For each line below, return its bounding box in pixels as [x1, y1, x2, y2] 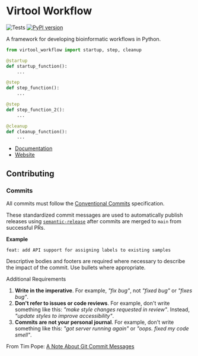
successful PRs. [6, 224, 46, 231]
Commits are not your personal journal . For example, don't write [14, 318, 174, 326]
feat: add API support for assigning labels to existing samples [6, 247, 171, 253]
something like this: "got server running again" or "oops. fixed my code [14, 325, 189, 332]
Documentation [14, 145, 53, 152]
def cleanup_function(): [6, 129, 68, 135]
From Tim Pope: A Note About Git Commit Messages [6, 343, 135, 349]
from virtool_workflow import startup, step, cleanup [6, 46, 142, 53]
